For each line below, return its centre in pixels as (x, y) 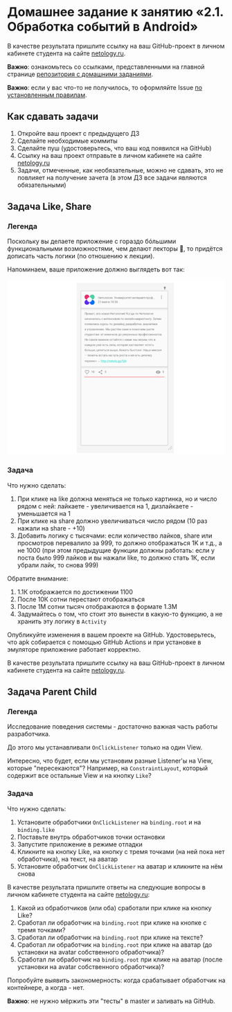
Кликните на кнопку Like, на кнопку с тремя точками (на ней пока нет (121, 851)
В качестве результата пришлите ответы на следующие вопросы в (106, 887)
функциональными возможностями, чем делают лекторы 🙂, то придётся (115, 249)
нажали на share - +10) (51, 528)
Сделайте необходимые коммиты (67, 141)
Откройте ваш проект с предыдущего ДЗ (78, 133)
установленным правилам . (47, 95)
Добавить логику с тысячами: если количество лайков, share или (115, 535)
